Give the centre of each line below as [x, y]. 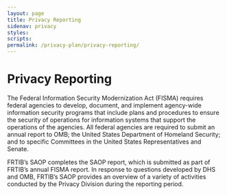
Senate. [18, 148]
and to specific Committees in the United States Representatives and [104, 142]
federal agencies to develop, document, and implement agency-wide [105, 105]
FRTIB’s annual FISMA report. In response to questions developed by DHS [111, 169]
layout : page [26, 13]
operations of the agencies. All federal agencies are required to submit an [111, 127]
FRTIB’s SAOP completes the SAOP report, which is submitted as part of [109, 162]
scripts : [20, 39]
